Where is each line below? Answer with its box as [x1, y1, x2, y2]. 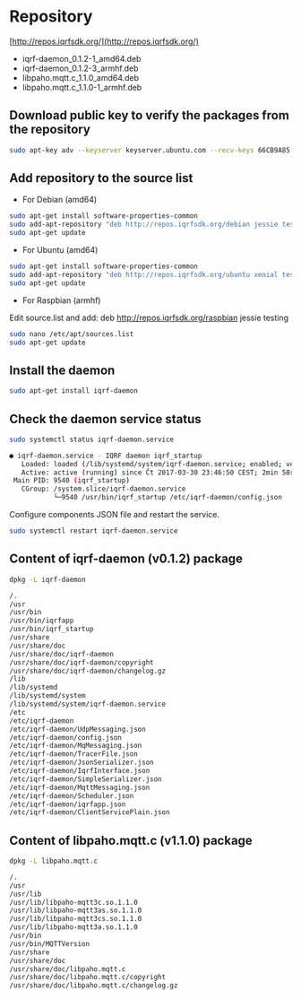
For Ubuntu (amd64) [21, 245, 99, 256]
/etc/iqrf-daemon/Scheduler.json [9, 791, 134, 800]
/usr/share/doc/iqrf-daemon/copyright [9, 657, 154, 667]
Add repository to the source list [9, 170, 193, 186]
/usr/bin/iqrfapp [9, 616, 74, 625]
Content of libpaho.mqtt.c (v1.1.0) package [9, 832, 253, 848]
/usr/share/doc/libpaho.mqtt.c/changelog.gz [9, 981, 178, 990]
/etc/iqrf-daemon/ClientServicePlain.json [9, 808, 170, 817]
